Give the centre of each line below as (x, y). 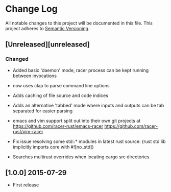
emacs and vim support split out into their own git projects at (77, 121)
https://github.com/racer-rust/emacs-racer (58, 126)
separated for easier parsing (43, 111)
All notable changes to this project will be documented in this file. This (79, 23)
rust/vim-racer (28, 131)
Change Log (31, 9)
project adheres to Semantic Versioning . (47, 28)
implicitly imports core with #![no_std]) (53, 147)
